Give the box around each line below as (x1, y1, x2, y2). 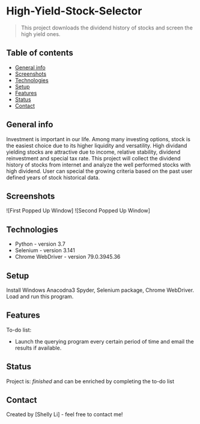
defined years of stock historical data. (6, 174, 100, 181)
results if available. (14, 344, 62, 351)
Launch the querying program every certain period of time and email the (14, 338, 194, 345)
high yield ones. (20, 30, 61, 37)
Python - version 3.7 (14, 240, 66, 247)
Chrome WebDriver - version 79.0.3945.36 (14, 253, 121, 261)
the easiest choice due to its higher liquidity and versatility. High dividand (6, 142, 187, 149)
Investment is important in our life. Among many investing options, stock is (6, 135, 191, 142)
